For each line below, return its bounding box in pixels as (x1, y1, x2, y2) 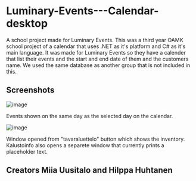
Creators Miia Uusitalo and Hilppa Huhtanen (6, 165, 173, 176)
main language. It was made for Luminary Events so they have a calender (6, 49, 186, 56)
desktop (6, 17, 48, 30)
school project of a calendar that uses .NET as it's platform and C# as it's (6, 43, 186, 50)
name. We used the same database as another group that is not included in (6, 61, 191, 69)
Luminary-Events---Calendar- (6, 4, 159, 18)
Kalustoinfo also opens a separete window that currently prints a (6, 141, 165, 149)
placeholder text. (6, 148, 48, 155)
